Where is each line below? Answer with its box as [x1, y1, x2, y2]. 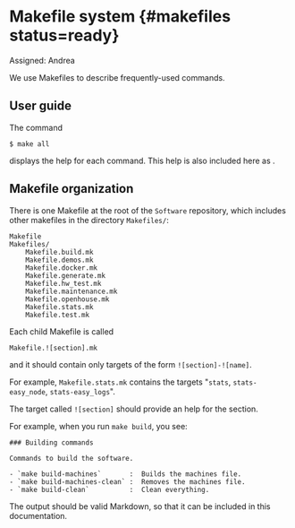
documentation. [9, 510, 68, 521]
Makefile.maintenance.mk [25, 287, 118, 296]
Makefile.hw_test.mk [25, 279, 102, 288]
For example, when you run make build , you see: [9, 420, 188, 431]
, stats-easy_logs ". [45, 385, 116, 396]
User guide [9, 99, 72, 114]
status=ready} [9, 25, 120, 46]
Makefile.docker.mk [25, 263, 98, 273]
